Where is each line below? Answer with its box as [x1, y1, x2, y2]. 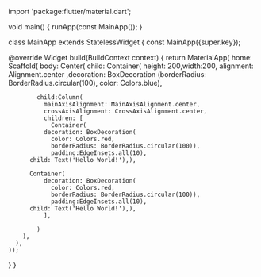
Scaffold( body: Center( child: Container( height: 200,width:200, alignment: [8, 61, 254, 71]
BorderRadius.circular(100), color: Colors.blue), [8, 79, 163, 87]
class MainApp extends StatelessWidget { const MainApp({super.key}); [8, 37, 241, 47]
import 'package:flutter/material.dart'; [8, 7, 132, 16]
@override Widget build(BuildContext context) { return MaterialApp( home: [8, 53, 252, 62]
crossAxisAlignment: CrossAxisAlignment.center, [43, 107, 208, 115]
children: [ [43, 114, 83, 122]
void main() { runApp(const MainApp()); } [8, 22, 143, 31]
